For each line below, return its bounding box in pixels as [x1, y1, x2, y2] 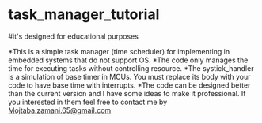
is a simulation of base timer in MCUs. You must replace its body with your [8, 72, 251, 81]
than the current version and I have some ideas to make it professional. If [8, 88, 246, 98]
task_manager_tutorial [8, 6, 160, 24]
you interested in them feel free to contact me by [8, 97, 168, 106]
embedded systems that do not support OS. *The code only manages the [8, 55, 249, 65]
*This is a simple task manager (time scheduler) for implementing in [8, 47, 230, 56]
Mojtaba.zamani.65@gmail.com [8, 105, 112, 115]
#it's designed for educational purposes [8, 32, 139, 41]
